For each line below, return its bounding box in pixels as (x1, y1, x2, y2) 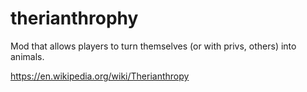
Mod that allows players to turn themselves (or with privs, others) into (10, 40, 297, 52)
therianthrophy (10, 7, 139, 30)
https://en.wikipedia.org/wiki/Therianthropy (10, 70, 190, 82)
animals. (10, 50, 45, 62)
